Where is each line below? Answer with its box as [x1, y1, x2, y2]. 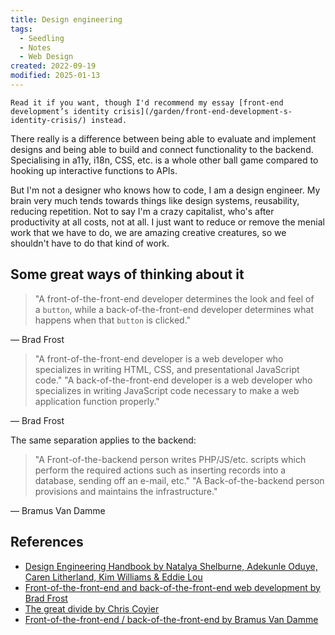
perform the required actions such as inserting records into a [34, 464, 287, 476]
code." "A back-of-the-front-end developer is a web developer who [34, 374, 313, 386]
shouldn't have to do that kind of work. [10, 237, 170, 249]
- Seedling [19, 33, 65, 43]
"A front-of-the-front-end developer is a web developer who [34, 352, 284, 365]
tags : [10, 24, 33, 34]
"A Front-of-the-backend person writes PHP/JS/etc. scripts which [34, 453, 307, 465]
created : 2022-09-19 [10, 61, 97, 71]
